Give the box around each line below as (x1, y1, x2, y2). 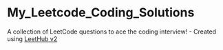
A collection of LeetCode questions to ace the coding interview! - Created (7, 27, 217, 36)
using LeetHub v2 (7, 34, 58, 42)
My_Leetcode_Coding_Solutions (7, 5, 195, 21)
